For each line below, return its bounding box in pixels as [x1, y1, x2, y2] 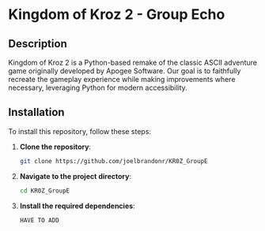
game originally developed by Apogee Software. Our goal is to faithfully [8, 66, 241, 76]
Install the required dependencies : [19, 201, 136, 211]
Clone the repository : [19, 142, 92, 151]
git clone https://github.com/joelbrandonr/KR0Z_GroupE [19, 157, 208, 165]
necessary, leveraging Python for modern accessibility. [8, 83, 187, 92]
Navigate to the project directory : [19, 171, 132, 181]
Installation [8, 106, 65, 119]
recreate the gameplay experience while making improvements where [8, 75, 236, 84]
